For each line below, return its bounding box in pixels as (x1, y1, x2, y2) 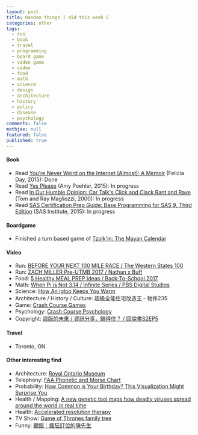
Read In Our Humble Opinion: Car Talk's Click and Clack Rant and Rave (14, 188, 191, 196)
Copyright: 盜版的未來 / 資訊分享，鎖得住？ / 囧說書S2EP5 (14, 315, 158, 322)
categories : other (6, 20, 52, 26)
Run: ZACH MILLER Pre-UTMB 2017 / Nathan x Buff (14, 268, 143, 276)
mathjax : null (6, 126, 42, 132)
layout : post (6, 8, 39, 15)
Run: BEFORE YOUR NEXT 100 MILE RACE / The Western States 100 (14, 262, 184, 270)
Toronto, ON (14, 342, 46, 350)
